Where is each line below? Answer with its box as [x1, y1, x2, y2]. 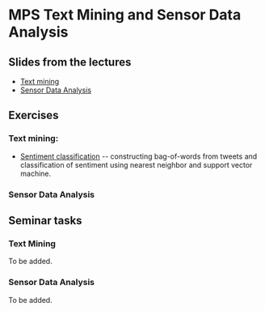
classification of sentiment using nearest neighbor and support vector [19, 160, 253, 169]
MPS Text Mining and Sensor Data [8, 6, 242, 24]
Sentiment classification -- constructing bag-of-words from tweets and [19, 151, 258, 161]
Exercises [8, 109, 59, 122]
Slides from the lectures [8, 55, 132, 69]
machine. [19, 168, 52, 178]
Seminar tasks [8, 214, 82, 228]
